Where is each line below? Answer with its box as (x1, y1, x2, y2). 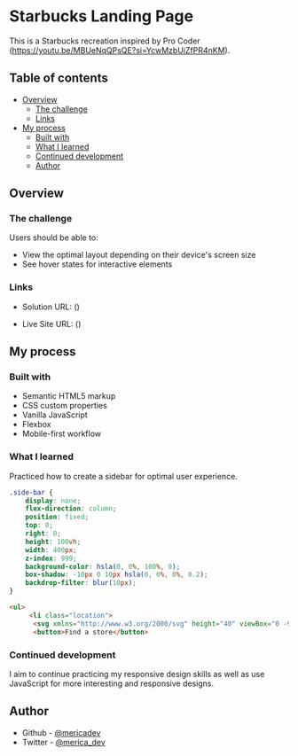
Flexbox (21, 419, 51, 430)
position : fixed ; (25, 512, 90, 522)
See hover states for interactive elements (21, 259, 173, 269)
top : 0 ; (25, 521, 53, 530)
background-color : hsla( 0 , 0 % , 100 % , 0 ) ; (25, 562, 181, 571)
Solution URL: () (21, 301, 80, 312)
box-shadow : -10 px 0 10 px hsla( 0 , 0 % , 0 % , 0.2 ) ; (25, 570, 208, 580)
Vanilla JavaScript (21, 409, 89, 420)
